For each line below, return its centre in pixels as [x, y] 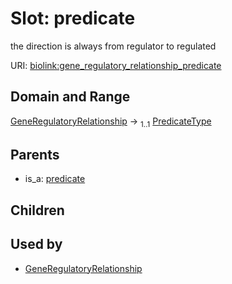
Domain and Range [70, 97]
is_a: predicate [55, 179]
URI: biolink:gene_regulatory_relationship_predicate [116, 65]
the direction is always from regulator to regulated [113, 46]
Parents [35, 154]
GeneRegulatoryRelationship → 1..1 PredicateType [111, 122]
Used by [36, 244]
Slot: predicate [73, 18]
